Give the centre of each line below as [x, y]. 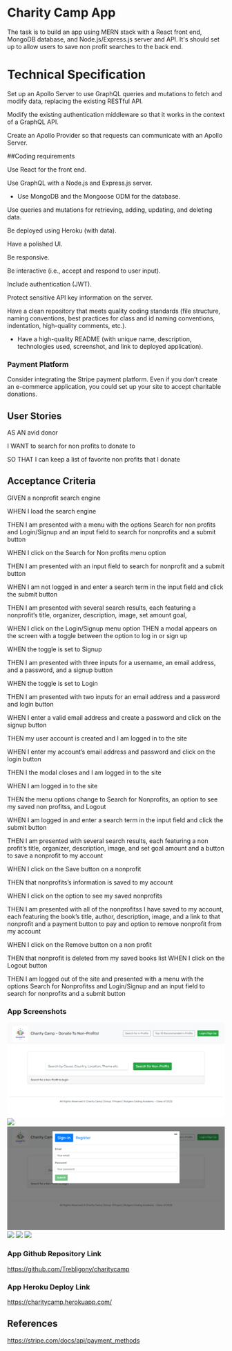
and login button [30, 704]
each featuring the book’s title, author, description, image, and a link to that [114, 916]
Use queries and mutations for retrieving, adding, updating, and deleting [110, 210]
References [32, 1324]
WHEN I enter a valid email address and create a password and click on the [114, 717]
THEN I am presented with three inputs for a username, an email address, [112, 662]
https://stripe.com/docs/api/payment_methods [74, 1340]
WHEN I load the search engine [52, 511]
